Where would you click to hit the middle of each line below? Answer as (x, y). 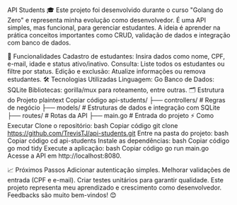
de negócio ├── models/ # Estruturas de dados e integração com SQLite (114, 107)
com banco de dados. (39, 42)
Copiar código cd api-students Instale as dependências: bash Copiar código (118, 141)
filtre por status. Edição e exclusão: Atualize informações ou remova (107, 71)
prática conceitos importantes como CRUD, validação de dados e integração (119, 35)
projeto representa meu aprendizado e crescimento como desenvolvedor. (115, 187)
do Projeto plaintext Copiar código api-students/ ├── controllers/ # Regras (116, 100)
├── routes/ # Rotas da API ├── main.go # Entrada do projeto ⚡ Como (111, 116)
